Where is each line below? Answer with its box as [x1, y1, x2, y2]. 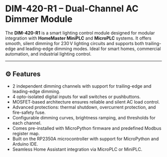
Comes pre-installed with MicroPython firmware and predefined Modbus [12, 125, 162, 131]
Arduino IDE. [12, 141, 38, 147]
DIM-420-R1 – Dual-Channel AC [5, 3, 139, 14]
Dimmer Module [5, 13, 73, 25]
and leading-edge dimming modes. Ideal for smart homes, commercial [16, 46, 161, 52]
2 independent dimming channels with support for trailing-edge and [12, 83, 152, 89]
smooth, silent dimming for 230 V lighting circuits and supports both [5, 40, 144, 46]
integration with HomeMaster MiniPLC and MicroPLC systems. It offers [5, 35, 152, 41]
